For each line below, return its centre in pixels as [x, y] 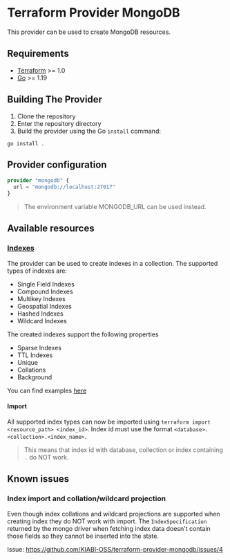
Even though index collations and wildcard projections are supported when [114, 514]
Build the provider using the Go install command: [89, 131]
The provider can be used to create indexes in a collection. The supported [113, 263]
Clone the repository [46, 116]
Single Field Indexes [46, 284]
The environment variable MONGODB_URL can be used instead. [115, 207]
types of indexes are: [37, 271]
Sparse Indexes [39, 347]
